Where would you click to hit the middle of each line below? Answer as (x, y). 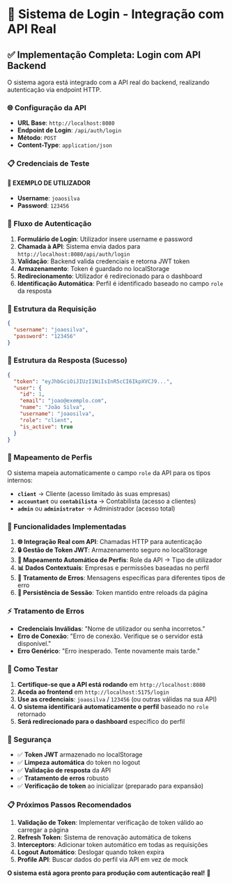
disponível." (34, 644)
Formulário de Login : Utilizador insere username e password (105, 239)
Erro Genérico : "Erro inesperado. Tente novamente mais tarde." (109, 651)
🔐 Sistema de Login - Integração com (116, 14)
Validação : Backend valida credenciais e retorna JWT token (103, 261)
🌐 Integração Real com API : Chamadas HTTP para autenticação (109, 542)
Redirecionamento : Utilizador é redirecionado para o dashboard (110, 276)
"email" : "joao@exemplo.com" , (64, 401)
